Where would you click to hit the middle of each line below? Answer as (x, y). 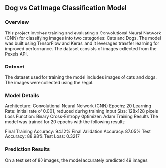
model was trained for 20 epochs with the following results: (65, 122)
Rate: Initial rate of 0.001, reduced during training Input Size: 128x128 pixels (82, 111)
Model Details (22, 95)
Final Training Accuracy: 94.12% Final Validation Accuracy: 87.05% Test (78, 131)
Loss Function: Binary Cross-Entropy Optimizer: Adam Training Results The (82, 117)
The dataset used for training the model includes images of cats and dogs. (81, 77)
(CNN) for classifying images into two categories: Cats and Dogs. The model (83, 38)
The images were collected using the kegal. (49, 82)
